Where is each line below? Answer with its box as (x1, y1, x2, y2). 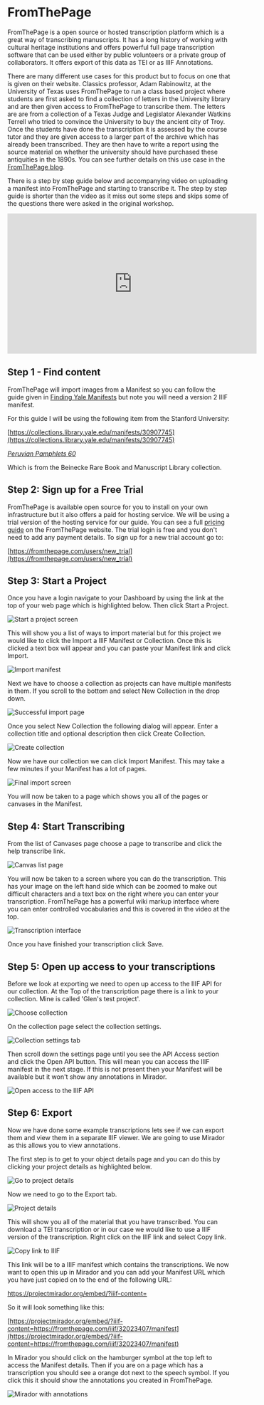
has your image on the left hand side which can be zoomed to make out (7, 882, 217, 891)
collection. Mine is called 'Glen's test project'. (7, 995, 141, 1003)
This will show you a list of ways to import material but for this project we (7, 629, 222, 637)
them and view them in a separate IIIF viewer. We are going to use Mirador (7, 1133, 226, 1142)
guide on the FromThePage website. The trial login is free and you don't (7, 525, 218, 534)
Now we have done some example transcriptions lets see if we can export (7, 1126, 224, 1134)
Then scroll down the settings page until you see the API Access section (7, 1050, 219, 1058)
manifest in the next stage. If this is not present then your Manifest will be (7, 1065, 223, 1073)
